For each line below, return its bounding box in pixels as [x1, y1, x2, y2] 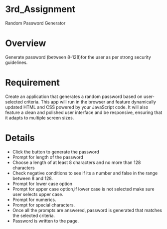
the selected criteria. [12, 212, 55, 218]
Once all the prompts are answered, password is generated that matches [12, 207, 162, 213]
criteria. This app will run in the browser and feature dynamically [24, 98, 156, 104]
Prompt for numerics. [12, 196, 56, 202]
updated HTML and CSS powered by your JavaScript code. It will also [5, 104, 149, 110]
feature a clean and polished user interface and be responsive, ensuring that [5, 109, 163, 115]
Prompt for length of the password [12, 154, 84, 160]
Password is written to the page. [12, 217, 79, 223]
